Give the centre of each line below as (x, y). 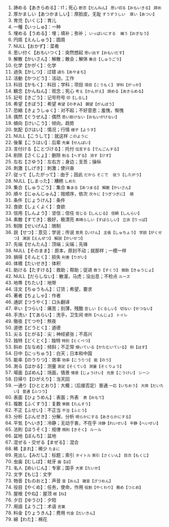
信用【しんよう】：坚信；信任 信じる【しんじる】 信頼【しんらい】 (77, 213)
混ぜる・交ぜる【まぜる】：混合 (46, 442)
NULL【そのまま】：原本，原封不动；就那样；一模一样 (70, 250)
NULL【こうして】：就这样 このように (51, 136)
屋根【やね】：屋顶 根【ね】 (41, 494)
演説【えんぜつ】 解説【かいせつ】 (54, 238)
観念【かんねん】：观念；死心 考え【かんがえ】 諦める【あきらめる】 (79, 91)
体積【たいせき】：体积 (37, 263)
